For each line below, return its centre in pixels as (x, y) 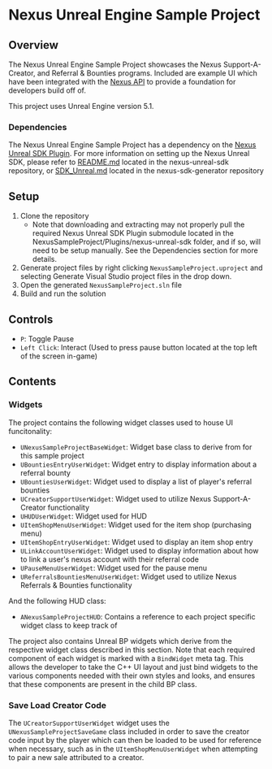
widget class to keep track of (69, 625)
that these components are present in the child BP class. (103, 684)
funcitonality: (30, 431)
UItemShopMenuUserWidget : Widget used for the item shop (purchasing (136, 524)
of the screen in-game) (59, 356)
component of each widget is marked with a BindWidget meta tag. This (126, 658)
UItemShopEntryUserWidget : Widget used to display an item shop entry (136, 541)
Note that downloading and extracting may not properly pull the (138, 224)
